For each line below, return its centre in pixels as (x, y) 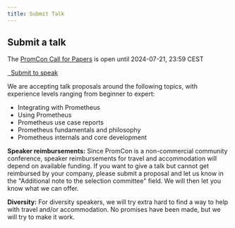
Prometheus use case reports (60, 122)
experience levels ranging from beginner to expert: (81, 94)
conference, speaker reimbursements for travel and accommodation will (112, 158)
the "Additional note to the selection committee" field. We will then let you (114, 181)
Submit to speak (34, 73)
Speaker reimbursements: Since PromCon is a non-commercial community (117, 151)
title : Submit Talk (36, 14)
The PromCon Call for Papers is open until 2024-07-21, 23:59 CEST (106, 59)
